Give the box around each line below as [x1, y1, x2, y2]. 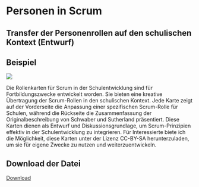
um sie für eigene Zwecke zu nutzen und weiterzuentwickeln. [6, 141, 157, 148]
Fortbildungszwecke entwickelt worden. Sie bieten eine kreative [6, 91, 163, 98]
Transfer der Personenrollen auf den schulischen [6, 28, 192, 38]
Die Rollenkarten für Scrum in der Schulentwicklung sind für [6, 85, 153, 92]
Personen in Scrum [6, 4, 102, 18]
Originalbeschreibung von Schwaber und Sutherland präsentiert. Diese [6, 116, 180, 123]
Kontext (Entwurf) [6, 37, 74, 47]
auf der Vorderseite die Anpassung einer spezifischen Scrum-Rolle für [6, 103, 178, 111]
